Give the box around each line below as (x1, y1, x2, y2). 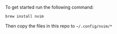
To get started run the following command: (5, 4, 94, 10)
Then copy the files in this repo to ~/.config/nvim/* (5, 22, 112, 29)
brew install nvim (5, 14, 44, 19)
